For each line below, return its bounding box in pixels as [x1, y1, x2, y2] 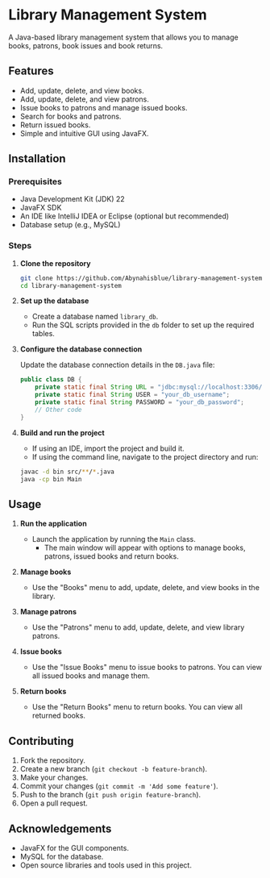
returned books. [31, 711, 86, 721]
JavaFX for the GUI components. [19, 843, 129, 852]
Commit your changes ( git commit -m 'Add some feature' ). [19, 781, 219, 791]
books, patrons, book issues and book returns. [8, 40, 164, 50]
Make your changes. [19, 772, 89, 783]
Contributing [8, 734, 74, 747]
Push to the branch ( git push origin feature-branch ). [19, 790, 201, 800]
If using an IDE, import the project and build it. [31, 443, 185, 453]
